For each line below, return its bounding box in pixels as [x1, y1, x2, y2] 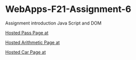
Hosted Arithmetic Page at [5, 39, 60, 45]
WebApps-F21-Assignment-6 [5, 3, 131, 15]
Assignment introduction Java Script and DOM [5, 20, 102, 26]
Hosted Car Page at [5, 49, 46, 55]
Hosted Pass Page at [5, 29, 49, 35]
